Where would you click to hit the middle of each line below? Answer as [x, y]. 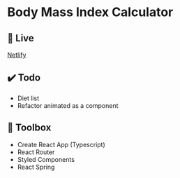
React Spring [36, 167]
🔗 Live [21, 38]
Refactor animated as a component [68, 105]
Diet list [28, 98]
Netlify [17, 55]
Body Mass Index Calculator [90, 12]
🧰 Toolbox [29, 128]
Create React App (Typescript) [61, 144]
